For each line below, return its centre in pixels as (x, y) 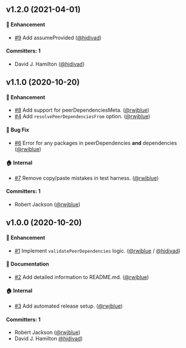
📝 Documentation (28, 264)
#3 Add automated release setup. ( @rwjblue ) (69, 306)
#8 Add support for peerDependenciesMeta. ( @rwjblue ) (82, 110)
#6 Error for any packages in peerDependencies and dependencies (96, 143)
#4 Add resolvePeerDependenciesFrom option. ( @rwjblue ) (82, 116)
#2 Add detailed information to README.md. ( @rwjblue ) (82, 277)
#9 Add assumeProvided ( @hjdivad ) (58, 37)
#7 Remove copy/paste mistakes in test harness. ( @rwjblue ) (87, 178)
